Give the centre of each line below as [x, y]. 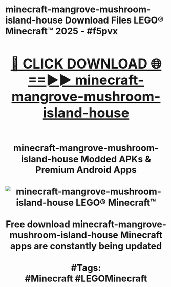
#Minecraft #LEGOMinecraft [86, 279]
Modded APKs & [116, 159]
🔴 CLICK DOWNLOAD [79, 63]
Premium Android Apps [86, 170]
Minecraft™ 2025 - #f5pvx [62, 31]
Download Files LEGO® [114, 20]
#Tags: [86, 268]
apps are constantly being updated [86, 246]
